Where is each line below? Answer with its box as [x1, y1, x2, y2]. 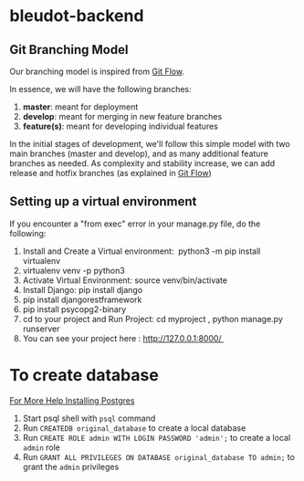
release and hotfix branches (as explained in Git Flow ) [9, 168, 212, 178]
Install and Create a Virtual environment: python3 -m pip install [22, 246, 261, 256]
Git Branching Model [9, 42, 129, 58]
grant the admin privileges [22, 461, 120, 472]
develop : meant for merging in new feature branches [22, 111, 223, 121]
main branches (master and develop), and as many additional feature [9, 148, 269, 159]
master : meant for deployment [22, 101, 139, 112]
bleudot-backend [9, 5, 144, 26]
